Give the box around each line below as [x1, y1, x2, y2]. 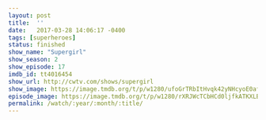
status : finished [8, 41, 66, 49]
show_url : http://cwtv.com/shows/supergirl [8, 77, 154, 85]
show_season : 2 [8, 56, 59, 64]
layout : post [8, 11, 51, 20]
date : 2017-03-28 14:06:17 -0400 [8, 26, 126, 34]
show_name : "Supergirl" [8, 48, 87, 56]
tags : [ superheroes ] [8, 33, 77, 42]
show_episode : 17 [8, 63, 66, 71]
